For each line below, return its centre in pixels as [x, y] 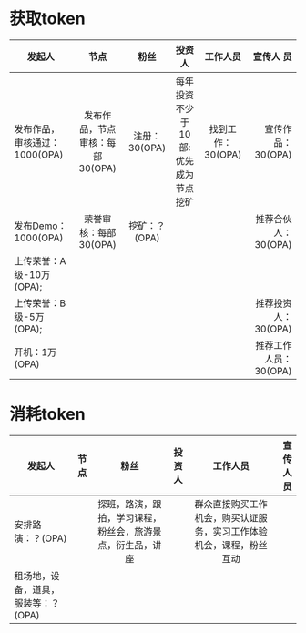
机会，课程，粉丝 [231, 545]
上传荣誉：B [40, 303]
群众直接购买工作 [231, 504]
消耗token [47, 414]
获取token [47, 19]
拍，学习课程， [130, 517]
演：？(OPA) [41, 538]
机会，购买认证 [226, 517]
